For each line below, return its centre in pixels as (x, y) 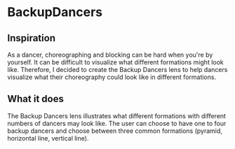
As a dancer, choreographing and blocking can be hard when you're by (110, 55)
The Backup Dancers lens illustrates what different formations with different (117, 115)
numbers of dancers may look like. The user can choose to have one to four (117, 123)
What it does (36, 99)
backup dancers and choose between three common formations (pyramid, (115, 131)
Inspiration (32, 38)
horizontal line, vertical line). (48, 138)
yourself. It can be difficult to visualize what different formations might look (116, 62)
